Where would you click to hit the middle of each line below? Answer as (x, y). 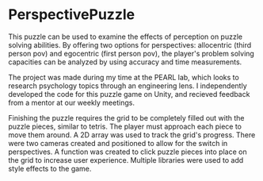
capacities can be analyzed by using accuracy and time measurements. (125, 62)
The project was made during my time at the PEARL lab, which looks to (124, 77)
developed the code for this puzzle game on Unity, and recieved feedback (129, 94)
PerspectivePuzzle (72, 15)
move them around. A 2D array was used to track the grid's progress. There (132, 135)
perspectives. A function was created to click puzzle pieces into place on (128, 152)
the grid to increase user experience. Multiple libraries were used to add (126, 160)
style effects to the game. (50, 168)
